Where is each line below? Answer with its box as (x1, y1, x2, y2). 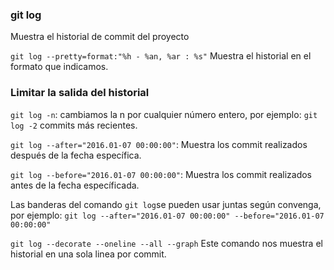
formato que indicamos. (10, 61, 109, 73)
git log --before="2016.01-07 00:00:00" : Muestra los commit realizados (10, 168, 313, 180)
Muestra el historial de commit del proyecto (10, 31, 190, 43)
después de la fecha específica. (10, 149, 142, 161)
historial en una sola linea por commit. (10, 248, 167, 260)
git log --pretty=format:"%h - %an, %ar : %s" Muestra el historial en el (10, 50, 312, 62)
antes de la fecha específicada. (10, 179, 140, 191)
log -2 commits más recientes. (10, 119, 138, 131)
